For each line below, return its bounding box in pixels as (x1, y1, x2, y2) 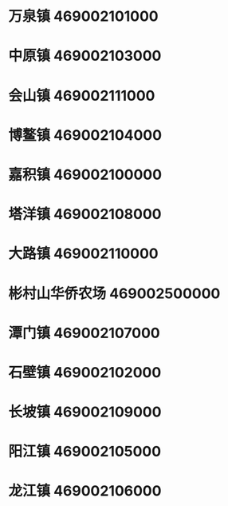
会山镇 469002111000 (8, 86, 155, 105)
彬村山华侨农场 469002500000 (8, 285, 221, 302)
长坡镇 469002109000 (8, 403, 162, 421)
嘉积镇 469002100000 (8, 165, 162, 184)
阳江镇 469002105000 (8, 443, 162, 460)
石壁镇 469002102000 (8, 363, 162, 381)
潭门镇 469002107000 (8, 324, 161, 342)
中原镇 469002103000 (8, 47, 162, 65)
